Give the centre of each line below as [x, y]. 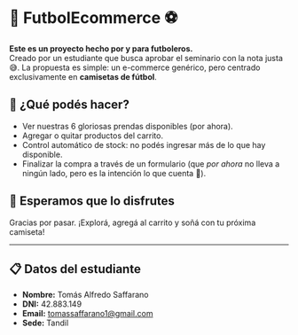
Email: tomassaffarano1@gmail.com [87, 314]
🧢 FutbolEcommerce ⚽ [94, 18]
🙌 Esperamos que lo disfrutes [92, 201]
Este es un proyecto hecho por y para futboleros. [101, 48]
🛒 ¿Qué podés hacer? [70, 105]
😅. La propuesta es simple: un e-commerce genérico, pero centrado [135, 67]
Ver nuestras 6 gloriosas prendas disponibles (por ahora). [127, 126]
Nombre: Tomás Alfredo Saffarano [85, 295]
